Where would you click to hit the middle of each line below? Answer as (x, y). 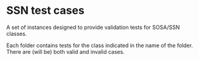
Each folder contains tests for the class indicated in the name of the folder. (100, 45)
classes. (17, 33)
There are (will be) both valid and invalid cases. (65, 51)
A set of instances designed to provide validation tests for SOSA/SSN (93, 27)
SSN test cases (45, 11)
